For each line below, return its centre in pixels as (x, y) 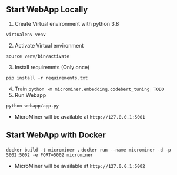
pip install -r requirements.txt (47, 78)
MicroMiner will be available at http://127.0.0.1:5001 (80, 116)
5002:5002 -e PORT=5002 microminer (50, 155)
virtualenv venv (26, 35)
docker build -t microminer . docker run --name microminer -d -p (88, 150)
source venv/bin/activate (38, 56)
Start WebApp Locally (47, 10)
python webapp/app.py (33, 106)
